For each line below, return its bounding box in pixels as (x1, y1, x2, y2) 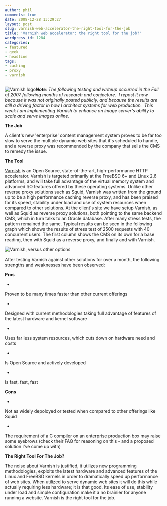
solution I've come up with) (5, 443, 61, 449)
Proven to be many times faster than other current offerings (5, 291, 128, 297)
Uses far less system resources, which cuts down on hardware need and (5, 335, 155, 341)
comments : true (5, 12, 37, 17)
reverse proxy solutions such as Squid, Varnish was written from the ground (5, 189, 161, 195)
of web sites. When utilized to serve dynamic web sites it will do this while (5, 479, 157, 485)
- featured (5, 45, 28, 50)
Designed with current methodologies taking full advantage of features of (5, 310, 156, 316)
